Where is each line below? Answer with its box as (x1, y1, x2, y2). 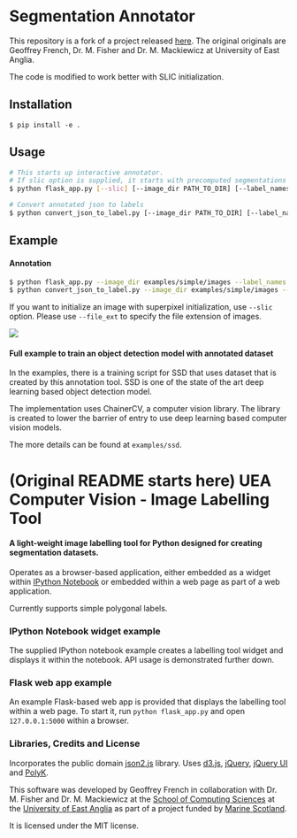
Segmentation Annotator (9, 6, 196, 27)
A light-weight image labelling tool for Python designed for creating (9, 538, 263, 549)
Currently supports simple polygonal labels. (9, 603, 168, 613)
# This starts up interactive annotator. (9, 168, 164, 177)
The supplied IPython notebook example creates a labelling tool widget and (9, 645, 284, 656)
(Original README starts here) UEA (9, 471, 272, 490)
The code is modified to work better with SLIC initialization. (9, 71, 225, 81)
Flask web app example (9, 677, 112, 689)
